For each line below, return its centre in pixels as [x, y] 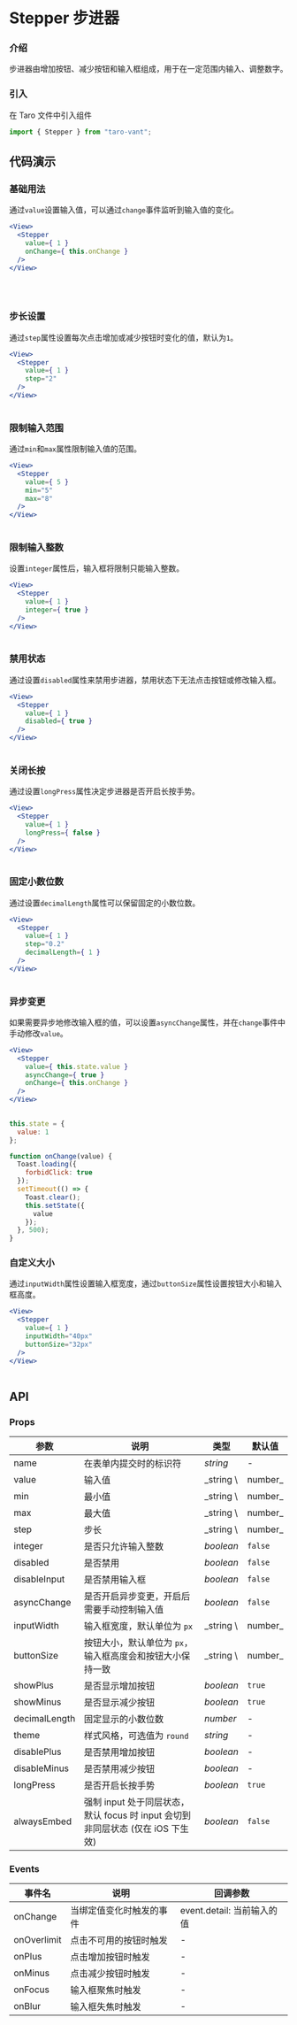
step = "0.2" [45, 944]
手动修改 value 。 [38, 1033]
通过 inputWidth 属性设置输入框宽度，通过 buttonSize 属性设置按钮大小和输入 [146, 1283]
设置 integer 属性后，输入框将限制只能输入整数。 [97, 568]
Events [24, 1869]
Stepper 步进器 [65, 18]
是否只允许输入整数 [124, 1547]
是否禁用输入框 [115, 1580]
